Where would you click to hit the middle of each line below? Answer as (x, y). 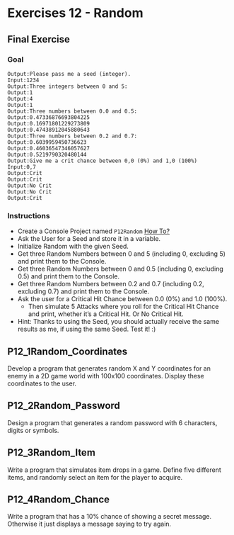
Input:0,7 (22, 167)
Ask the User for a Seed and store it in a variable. (89, 239)
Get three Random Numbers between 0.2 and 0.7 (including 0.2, (111, 284)
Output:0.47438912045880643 (49, 130)
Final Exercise (39, 39)
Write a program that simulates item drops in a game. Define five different (114, 470)
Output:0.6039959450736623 (47, 142)
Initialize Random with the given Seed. (73, 247)
